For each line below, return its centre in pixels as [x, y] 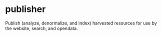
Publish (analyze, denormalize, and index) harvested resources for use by [81, 23]
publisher [25, 9]
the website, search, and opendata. [42, 28]
